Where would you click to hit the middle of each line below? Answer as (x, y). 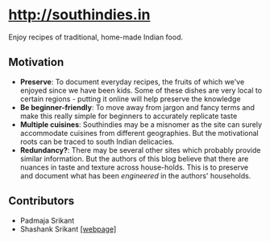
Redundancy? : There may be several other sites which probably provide (140, 150)
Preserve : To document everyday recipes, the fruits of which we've (132, 81)
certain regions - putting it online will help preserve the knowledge (130, 99)
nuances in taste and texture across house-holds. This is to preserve (134, 167)
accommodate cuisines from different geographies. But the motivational (139, 133)
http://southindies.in (79, 15)
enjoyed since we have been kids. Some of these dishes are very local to (141, 90)
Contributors (42, 201)
